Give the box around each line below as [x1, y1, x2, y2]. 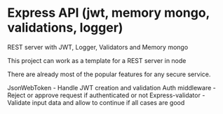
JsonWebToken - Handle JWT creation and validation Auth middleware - [7, 83, 216, 92]
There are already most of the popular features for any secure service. [7, 70, 211, 78]
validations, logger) [7, 20, 123, 36]
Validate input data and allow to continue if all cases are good [7, 98, 185, 106]
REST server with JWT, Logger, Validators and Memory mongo [7, 43, 189, 51]
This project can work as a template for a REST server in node [7, 56, 187, 64]
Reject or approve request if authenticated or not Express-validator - [7, 91, 205, 99]
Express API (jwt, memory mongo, [7, 5, 210, 21]
